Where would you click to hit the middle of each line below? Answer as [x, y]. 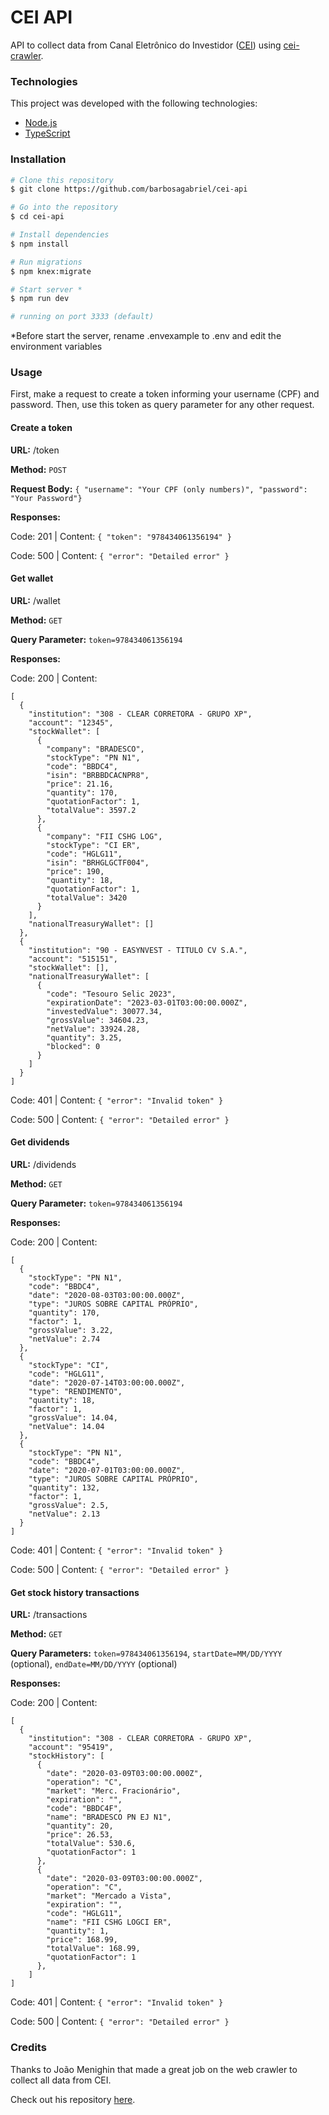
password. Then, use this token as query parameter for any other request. [162, 405]
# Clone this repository [62, 180]
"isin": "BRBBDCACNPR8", [98, 775]
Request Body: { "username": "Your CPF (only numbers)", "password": [159, 488]
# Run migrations [46, 262]
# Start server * [46, 289]
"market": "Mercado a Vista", [109, 1896]
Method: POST [38, 469]
